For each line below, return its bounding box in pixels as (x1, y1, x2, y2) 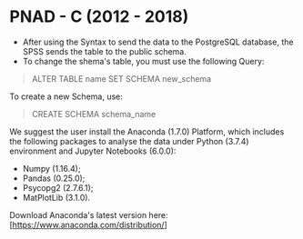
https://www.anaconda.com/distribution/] (12, 219, 168, 230)
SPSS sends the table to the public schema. (22, 45, 187, 56)
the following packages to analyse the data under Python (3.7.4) (9, 135, 249, 146)
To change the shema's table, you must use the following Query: (22, 55, 265, 66)
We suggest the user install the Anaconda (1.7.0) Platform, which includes (9, 125, 285, 137)
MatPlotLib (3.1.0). (22, 192, 91, 203)
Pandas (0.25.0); (22, 173, 86, 184)
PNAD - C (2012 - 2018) (9, 6, 189, 27)
